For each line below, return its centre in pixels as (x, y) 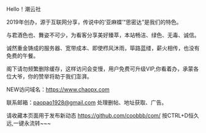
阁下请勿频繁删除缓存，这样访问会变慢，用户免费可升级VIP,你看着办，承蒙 (100, 69)
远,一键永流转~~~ (29, 123)
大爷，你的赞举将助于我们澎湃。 (52, 76)
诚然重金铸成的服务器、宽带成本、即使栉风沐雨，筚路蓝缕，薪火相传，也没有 (103, 48)
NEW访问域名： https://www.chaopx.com (58, 89)
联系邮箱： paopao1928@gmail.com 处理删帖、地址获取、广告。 (87, 102)
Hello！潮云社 (24, 9)
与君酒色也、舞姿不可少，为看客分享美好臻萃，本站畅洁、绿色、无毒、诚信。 (103, 35)
